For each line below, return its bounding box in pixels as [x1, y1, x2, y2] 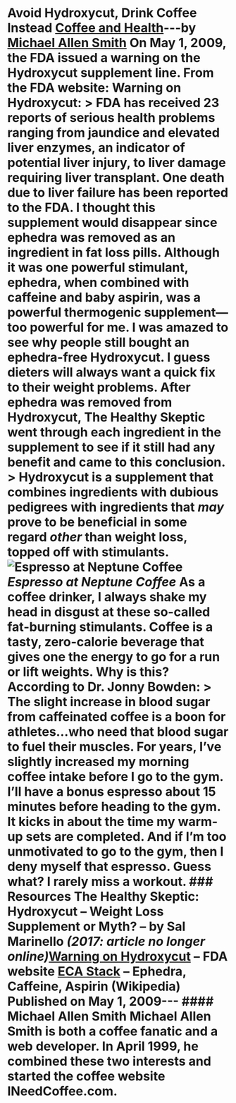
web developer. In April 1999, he [7, 1038, 199, 1054]
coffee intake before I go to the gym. [7, 769, 224, 785]
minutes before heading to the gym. [7, 799, 221, 815]
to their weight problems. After [7, 379, 192, 395]
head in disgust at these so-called [7, 604, 211, 620]
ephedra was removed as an [7, 230, 176, 246]
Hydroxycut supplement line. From [7, 65, 214, 81]
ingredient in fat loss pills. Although [7, 245, 221, 261]
